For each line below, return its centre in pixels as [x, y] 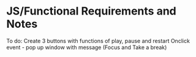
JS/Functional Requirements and [91, 11]
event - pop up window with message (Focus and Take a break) [87, 47]
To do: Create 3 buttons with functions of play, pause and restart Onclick [98, 41]
